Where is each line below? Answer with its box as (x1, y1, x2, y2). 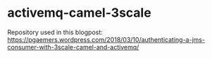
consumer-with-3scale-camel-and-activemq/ (7, 43, 139, 51)
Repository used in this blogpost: (7, 28, 104, 36)
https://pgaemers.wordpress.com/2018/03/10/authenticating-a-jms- (7, 35, 206, 43)
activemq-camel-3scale (7, 5, 151, 21)
